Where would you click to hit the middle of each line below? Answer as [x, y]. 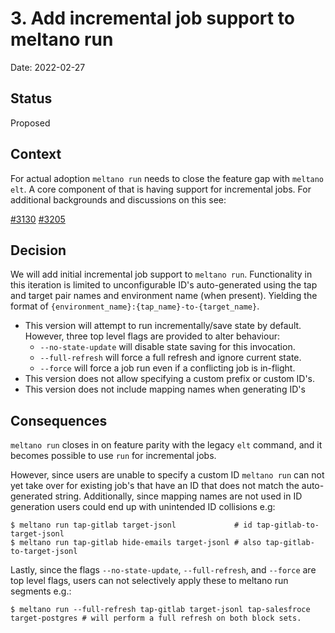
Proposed [30, 123]
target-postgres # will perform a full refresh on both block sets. [156, 618]
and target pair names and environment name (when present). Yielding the [164, 296]
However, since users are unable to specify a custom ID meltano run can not [167, 475]
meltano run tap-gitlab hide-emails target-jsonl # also [140, 543]
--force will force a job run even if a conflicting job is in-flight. [167, 368]
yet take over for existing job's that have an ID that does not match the [155, 486]
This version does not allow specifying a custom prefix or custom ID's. [170, 379]
